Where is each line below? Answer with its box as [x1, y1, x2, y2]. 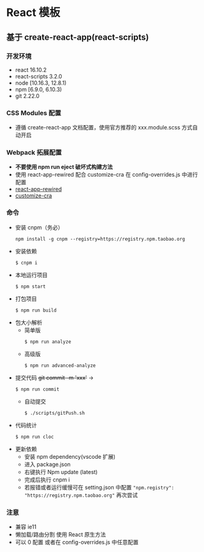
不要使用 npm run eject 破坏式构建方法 [15, 163, 113, 171]
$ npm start [15, 283, 46, 289]
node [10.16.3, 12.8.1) [15, 79, 67, 86]
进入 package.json [24, 461, 71, 468]
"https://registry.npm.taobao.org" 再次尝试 [24, 491, 138, 499]
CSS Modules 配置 [6, 109, 62, 117]
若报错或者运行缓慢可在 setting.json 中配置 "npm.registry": [24, 483, 175, 491]
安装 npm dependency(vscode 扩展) [24, 453, 116, 460]
